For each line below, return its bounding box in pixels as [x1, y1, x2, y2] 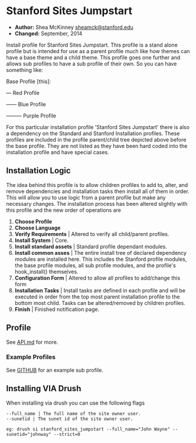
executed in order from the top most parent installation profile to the [14, 293, 180, 300]
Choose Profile [14, 218, 53, 225]
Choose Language [14, 224, 61, 231]
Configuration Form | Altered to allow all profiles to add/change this [14, 274, 181, 281]
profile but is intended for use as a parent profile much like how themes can [6, 47, 190, 54]
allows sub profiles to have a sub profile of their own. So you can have [6, 60, 177, 67]
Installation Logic [6, 166, 71, 176]
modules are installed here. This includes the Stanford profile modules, [14, 255, 187, 262]
